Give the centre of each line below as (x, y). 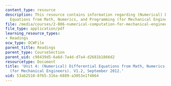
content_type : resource (31, 10)
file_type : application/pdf (35, 29)
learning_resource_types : (33, 33)
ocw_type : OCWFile (25, 43)
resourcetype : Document (31, 62)
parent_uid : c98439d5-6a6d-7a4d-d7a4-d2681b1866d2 (60, 57)
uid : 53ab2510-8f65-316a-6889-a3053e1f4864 (52, 76)
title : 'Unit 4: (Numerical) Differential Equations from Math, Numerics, (86, 66)
